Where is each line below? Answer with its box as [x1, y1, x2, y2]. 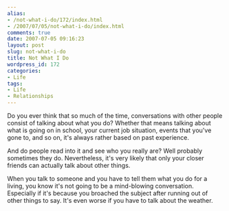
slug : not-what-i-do [7, 49, 67, 55]
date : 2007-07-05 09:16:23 [7, 36, 85, 42]
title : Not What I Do [7, 55, 69, 62]
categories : [7, 67, 41, 74]
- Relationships [7, 93, 54, 100]
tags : [7, 80, 23, 87]
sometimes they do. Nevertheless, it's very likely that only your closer [7, 154, 204, 162]
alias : [7, 10, 26, 17]
